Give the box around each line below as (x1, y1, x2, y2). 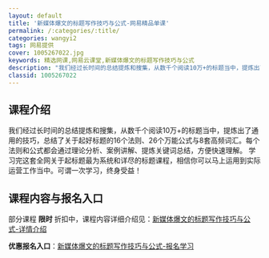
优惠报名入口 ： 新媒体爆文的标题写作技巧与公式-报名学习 (8, 241, 195, 251)
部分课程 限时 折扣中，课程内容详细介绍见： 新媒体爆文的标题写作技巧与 (8, 214, 244, 224)
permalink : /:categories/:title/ (8, 26, 120, 34)
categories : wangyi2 (8, 34, 78, 42)
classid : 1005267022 (8, 71, 78, 79)
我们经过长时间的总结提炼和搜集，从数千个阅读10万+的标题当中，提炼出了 (8, 126, 252, 135)
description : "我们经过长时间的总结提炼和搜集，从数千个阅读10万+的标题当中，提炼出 (8, 64, 260, 72)
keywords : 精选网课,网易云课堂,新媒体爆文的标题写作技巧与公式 (8, 57, 195, 65)
